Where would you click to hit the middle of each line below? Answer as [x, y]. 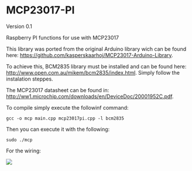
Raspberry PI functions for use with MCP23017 [62, 37]
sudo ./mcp [19, 140]
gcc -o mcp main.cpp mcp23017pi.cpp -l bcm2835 [65, 118]
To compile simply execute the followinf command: [67, 107]
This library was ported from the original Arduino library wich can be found [96, 49]
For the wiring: [23, 151]
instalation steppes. [30, 79]
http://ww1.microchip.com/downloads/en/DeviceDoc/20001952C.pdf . [90, 96]
